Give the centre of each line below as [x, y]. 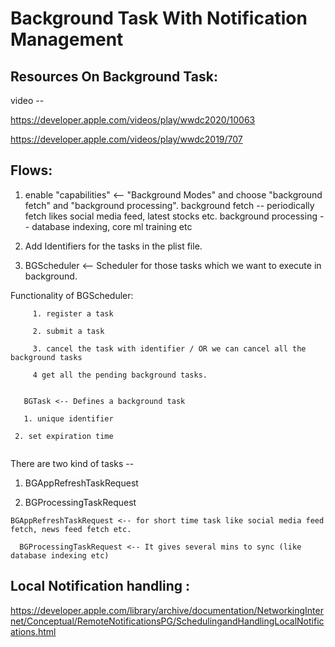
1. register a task [73, 313]
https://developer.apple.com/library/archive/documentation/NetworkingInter [167, 610]
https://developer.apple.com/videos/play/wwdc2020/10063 [133, 120]
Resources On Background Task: [114, 76]
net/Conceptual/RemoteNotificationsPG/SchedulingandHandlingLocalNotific [167, 621]
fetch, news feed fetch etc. [71, 529]
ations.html [33, 631]
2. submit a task [68, 331]
